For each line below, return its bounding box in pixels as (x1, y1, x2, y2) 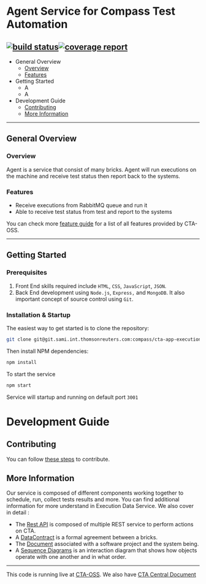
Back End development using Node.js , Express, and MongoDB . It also (15, 289, 185, 296)
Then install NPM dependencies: (6, 347, 89, 355)
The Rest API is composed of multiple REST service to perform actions (15, 521, 194, 528)
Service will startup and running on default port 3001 (6, 393, 139, 401)
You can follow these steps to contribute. (6, 455, 110, 463)
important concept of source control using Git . (15, 295, 134, 303)
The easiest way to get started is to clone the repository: (6, 324, 149, 332)
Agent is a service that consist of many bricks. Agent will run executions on (6, 165, 197, 173)
